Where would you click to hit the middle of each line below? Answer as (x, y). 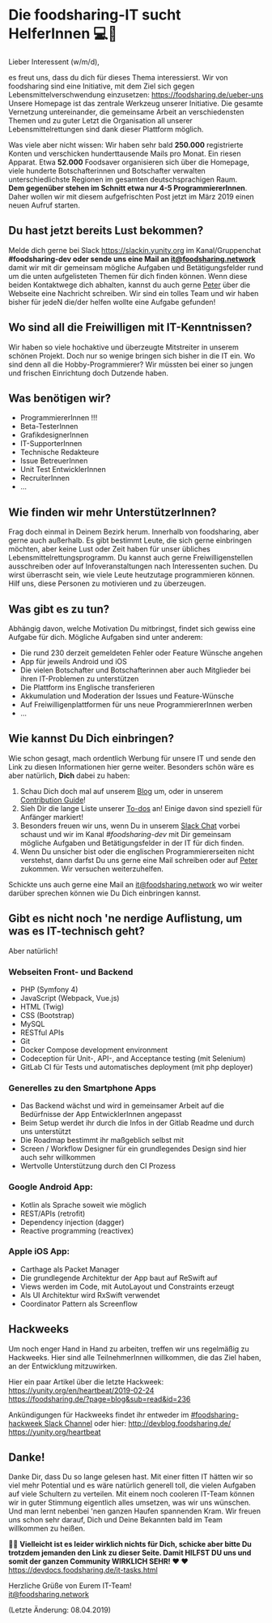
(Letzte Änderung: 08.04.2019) (60, 1610)
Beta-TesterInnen (49, 427)
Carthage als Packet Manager (70, 1269)
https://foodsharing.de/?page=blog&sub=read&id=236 (100, 1399)
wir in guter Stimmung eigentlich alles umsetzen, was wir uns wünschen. (130, 1503)
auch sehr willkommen (57, 1157)
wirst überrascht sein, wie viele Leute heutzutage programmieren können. (132, 575)
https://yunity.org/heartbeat (55, 1432)
